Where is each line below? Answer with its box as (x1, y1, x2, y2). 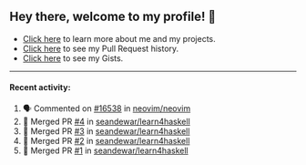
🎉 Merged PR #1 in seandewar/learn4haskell (22, 145, 189, 156)
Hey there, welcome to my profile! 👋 (9, 9, 217, 25)
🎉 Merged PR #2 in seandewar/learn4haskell (22, 136, 190, 147)
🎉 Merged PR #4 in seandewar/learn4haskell (22, 116, 191, 128)
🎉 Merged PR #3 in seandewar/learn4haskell (22, 126, 190, 137)
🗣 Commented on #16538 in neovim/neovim (22, 103, 191, 114)
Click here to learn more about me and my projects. (22, 33, 216, 44)
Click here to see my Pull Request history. (22, 43, 179, 54)
